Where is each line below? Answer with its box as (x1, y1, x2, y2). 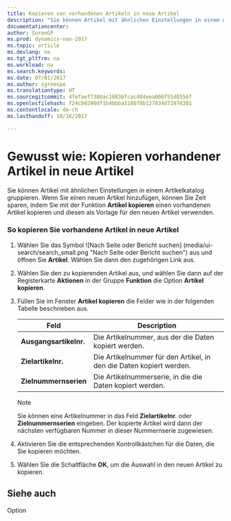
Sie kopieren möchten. (16, 446, 81, 455)
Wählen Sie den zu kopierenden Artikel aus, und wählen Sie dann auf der (16, 268, 223, 277)
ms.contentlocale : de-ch (7, 106, 78, 113)
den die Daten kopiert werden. (93, 360, 191, 370)
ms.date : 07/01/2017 (7, 74, 67, 81)
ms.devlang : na (7, 49, 51, 56)
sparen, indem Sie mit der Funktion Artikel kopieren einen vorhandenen (7, 201, 211, 209)
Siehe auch (7, 488, 56, 500)
